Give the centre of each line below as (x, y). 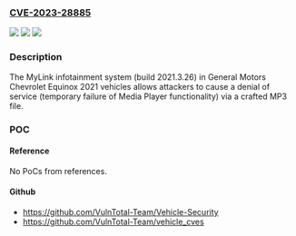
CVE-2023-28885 (50, 13)
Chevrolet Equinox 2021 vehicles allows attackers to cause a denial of (140, 86)
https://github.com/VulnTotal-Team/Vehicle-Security (121, 211)
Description (36, 57)
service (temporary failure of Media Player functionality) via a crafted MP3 (148, 96)
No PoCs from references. (58, 171)
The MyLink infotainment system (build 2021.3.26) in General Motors (138, 77)
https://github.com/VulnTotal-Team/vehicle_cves (113, 221)
